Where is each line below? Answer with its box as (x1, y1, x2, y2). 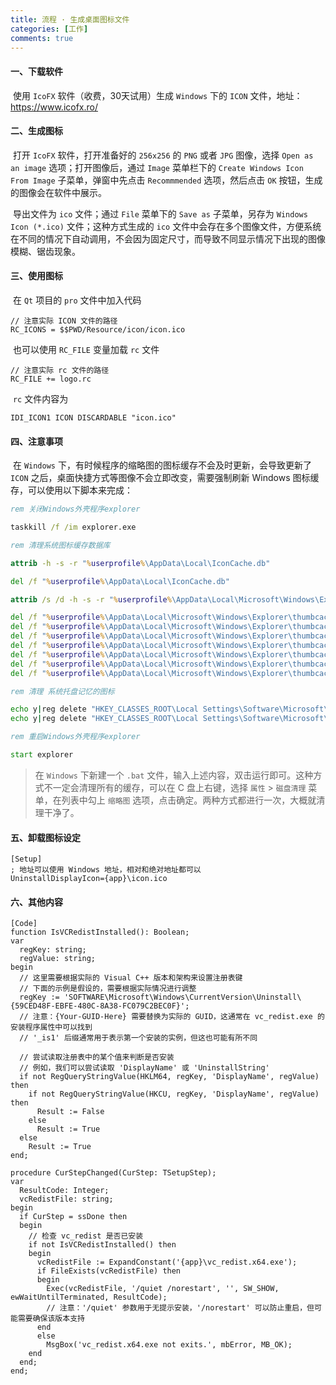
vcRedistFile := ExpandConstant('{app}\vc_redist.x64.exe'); (36, 1257, 298, 1268)
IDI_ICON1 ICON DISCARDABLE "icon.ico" (10, 412, 177, 423)
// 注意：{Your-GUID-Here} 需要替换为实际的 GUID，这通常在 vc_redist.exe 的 (19, 1012, 325, 1022)
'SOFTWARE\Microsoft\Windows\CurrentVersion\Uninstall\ (63, 992, 302, 1003)
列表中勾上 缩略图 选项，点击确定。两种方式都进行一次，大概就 (61, 794, 317, 806)
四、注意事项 (10, 435, 63, 447)
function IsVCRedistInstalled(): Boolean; (10, 927, 190, 938)
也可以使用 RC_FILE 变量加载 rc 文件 (12, 343, 160, 355)
